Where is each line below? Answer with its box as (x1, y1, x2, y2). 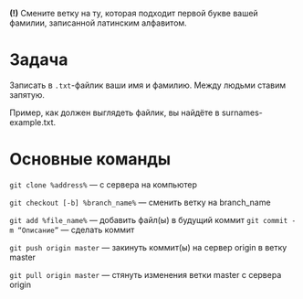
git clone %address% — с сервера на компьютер (9, 178, 198, 190)
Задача (9, 49, 68, 70)
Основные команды (9, 149, 172, 170)
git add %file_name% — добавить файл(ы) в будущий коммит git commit (9, 214, 288, 225)
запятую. (9, 89, 46, 100)
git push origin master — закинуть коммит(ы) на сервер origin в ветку (9, 241, 287, 252)
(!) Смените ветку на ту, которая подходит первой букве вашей (9, 8, 258, 18)
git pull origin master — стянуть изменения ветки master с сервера (9, 269, 282, 280)
